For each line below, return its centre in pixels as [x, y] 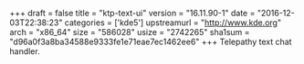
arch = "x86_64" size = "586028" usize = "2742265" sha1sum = [130, 32]
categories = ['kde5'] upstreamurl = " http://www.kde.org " [173, 23]
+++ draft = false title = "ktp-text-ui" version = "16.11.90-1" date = [132, 13]
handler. [25, 51]
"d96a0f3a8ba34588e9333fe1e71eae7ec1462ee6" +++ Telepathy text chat [151, 41]
